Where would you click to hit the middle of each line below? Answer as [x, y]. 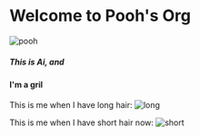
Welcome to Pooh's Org [100, 16]
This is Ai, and [37, 62]
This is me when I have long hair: [71, 104]
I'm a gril [26, 84]
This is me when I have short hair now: [82, 122]
